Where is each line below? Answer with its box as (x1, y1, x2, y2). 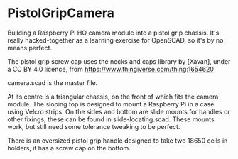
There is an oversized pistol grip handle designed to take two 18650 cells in (7, 136, 228, 145)
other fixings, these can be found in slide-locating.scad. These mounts (7, 115, 215, 124)
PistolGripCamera (7, 5, 115, 21)
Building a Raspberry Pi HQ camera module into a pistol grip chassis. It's (7, 28, 220, 37)
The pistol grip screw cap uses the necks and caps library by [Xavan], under (7, 57, 231, 65)
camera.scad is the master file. (7, 78, 98, 87)
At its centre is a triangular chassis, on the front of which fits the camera (7, 92, 219, 101)
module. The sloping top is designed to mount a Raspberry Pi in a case (7, 99, 215, 108)
